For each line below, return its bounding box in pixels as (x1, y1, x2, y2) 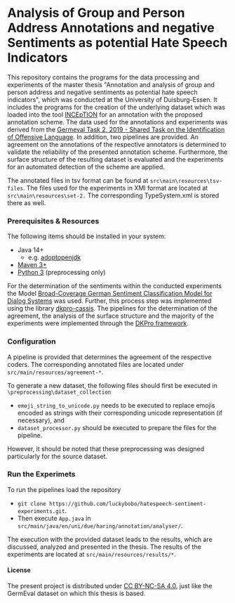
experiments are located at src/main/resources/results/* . (7, 550, 177, 558)
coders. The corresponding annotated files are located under (7, 360, 184, 368)
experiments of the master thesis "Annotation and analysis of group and (7, 80, 215, 89)
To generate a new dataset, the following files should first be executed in (7, 381, 217, 389)
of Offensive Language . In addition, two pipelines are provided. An (7, 132, 199, 141)
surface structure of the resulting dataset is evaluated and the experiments (7, 155, 224, 163)
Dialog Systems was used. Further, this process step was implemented (7, 297, 212, 305)
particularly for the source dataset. (7, 452, 107, 460)
